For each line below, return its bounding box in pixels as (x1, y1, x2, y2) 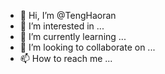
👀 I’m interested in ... (19, 20, 105, 32)
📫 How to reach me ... (19, 53, 113, 64)
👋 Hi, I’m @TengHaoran (19, 10, 117, 21)
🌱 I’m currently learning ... (19, 31, 127, 42)
